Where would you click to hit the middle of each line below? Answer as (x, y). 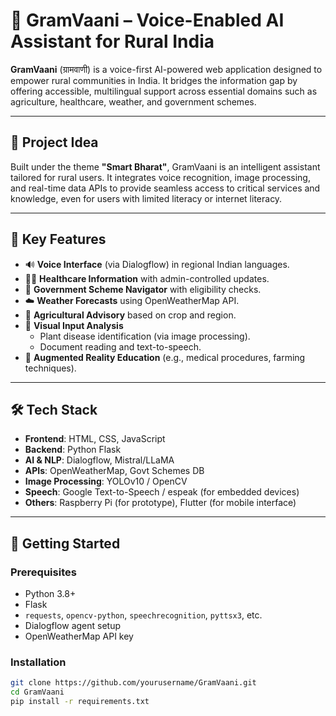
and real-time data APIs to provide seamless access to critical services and (165, 188)
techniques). (50, 368)
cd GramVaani (37, 692)
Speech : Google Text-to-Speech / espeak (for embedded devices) (162, 492)
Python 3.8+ (50, 594)
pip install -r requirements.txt (80, 702)
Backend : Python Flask (73, 450)
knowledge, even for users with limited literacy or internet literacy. (146, 198)
